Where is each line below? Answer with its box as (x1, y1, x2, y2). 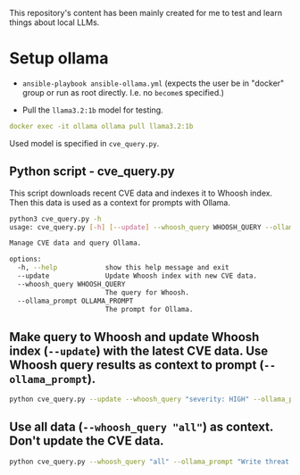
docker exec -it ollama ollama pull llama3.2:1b (9, 121, 194, 130)
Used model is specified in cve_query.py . (9, 137, 160, 148)
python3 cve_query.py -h (9, 214, 102, 223)
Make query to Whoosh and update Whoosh (9, 329, 260, 345)
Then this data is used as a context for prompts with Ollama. (9, 196, 230, 208)
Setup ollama (9, 48, 109, 69)
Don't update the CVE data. (9, 433, 164, 449)
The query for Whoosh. (104, 287, 190, 297)
